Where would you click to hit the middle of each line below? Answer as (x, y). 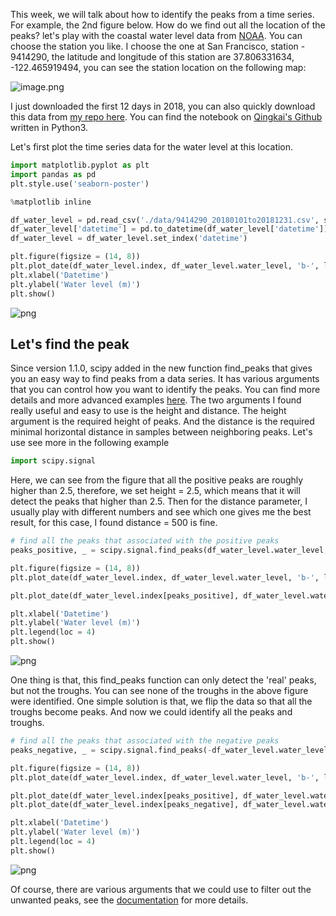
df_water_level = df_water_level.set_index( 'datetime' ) (129, 239)
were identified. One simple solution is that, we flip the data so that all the (161, 701)
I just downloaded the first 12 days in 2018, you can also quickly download (163, 106)
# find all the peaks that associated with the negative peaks (145, 741)
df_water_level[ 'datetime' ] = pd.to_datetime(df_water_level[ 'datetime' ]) (169, 229)
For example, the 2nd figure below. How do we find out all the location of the (168, 25)
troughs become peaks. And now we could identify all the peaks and (151, 712)
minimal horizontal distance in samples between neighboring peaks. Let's (161, 432)
